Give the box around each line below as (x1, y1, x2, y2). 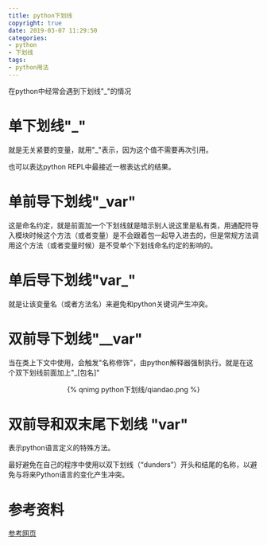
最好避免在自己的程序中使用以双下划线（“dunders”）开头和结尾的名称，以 (8, 460, 250, 469)
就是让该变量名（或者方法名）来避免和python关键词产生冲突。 (8, 299, 212, 309)
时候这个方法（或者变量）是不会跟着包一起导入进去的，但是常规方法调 (29, 230, 259, 239)
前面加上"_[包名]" (42, 368, 100, 377)
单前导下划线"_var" (8, 193, 137, 211)
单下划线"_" (8, 117, 87, 135)
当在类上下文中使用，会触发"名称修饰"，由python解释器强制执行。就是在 (8, 357, 246, 367)
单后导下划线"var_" (8, 271, 137, 289)
